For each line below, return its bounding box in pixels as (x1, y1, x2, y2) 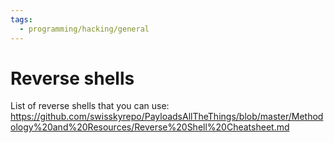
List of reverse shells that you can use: (10, 100, 170, 112)
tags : (10, 14, 33, 25)
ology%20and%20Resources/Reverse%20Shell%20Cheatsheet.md (10, 121, 290, 133)
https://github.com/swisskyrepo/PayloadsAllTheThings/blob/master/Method (10, 111, 324, 123)
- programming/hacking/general (19, 24, 150, 34)
